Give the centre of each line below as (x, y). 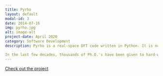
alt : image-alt (20, 32)
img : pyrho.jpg (20, 28)
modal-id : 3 (17, 19)
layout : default (21, 14)
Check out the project (27, 68)
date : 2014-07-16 (23, 23)
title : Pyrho (18, 9)
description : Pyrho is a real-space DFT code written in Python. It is (79, 46)
